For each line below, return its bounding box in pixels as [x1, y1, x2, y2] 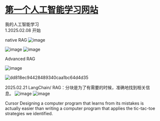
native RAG [5, 37, 28, 43]
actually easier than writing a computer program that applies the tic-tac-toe [5, 105, 156, 111]
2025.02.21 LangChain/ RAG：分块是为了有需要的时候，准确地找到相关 [5, 84, 146, 90]
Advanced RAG [5, 56, 35, 61]
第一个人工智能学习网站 [5, 4, 99, 15]
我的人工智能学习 [5, 21, 39, 27]
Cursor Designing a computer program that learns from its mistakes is [5, 100, 144, 106]
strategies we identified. [5, 110, 53, 116]
